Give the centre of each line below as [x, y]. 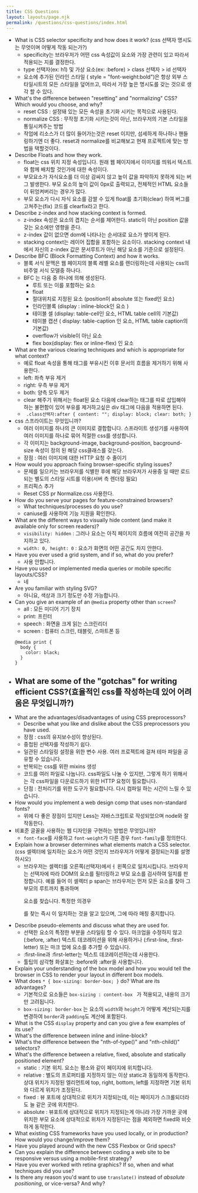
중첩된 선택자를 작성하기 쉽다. [57, 745]
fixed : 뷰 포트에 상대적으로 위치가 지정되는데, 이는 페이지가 [92, 1097]
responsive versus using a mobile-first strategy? [73, 1158]
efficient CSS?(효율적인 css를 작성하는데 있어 [95, 692]
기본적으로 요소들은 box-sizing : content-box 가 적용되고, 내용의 [101, 994]
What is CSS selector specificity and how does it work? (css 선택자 [95, 40]
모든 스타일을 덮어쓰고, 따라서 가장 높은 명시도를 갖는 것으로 [117, 84]
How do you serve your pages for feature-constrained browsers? [94, 500]
